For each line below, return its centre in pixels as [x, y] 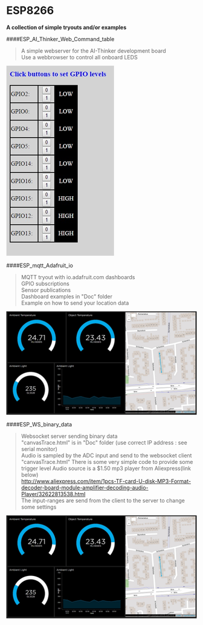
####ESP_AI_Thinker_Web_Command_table [60, 39]
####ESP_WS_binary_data [39, 424]
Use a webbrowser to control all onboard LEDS [79, 57]
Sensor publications [46, 290]
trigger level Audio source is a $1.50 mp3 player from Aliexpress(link [106, 468]
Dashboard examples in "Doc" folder [67, 296]
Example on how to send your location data [75, 303]
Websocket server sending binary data [69, 436]
